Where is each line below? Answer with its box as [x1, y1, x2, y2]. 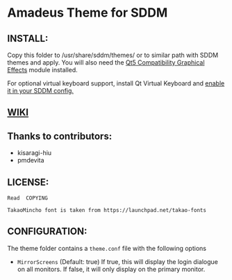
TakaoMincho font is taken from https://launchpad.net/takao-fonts [7, 207, 207, 214]
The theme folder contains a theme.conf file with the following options [7, 244, 207, 252]
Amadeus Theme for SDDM [7, 5, 168, 21]
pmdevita [17, 156, 44, 165]
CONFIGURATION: [7, 226, 88, 238]
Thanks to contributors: [7, 130, 113, 142]
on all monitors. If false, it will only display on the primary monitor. [17, 265, 206, 273]
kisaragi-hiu [17, 149, 52, 157]
